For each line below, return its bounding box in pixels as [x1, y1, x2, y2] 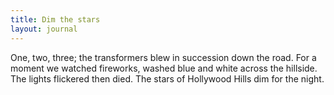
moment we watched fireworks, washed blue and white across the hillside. [10, 62, 318, 74]
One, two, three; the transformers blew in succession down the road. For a [10, 51, 317, 63]
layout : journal [10, 24, 78, 34]
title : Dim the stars [10, 14, 101, 25]
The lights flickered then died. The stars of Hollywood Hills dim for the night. [10, 72, 325, 85]
